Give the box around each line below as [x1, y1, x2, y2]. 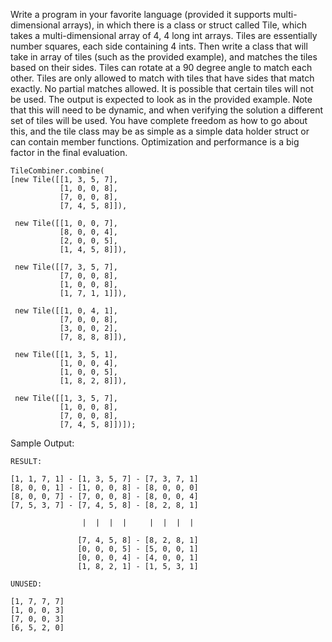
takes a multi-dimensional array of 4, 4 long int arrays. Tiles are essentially [10, 30, 318, 41]
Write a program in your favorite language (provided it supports [10, 9, 272, 20]
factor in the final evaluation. [10, 147, 128, 158]
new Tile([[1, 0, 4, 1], [14, 306, 118, 316]
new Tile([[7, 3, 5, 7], [14, 262, 118, 272]
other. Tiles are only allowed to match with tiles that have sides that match [10, 72, 315, 84]
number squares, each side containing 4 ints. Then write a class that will [10, 40, 308, 52]
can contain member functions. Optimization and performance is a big [10, 136, 300, 148]
